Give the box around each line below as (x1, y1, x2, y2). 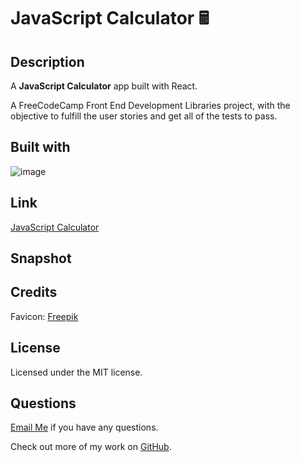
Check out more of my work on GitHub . (10, 441, 172, 453)
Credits (10, 284, 58, 301)
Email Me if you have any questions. (10, 421, 159, 434)
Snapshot (10, 250, 72, 267)
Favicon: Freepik (10, 310, 79, 322)
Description (10, 53, 85, 70)
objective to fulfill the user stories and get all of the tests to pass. (10, 110, 278, 122)
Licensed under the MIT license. (10, 366, 143, 378)
